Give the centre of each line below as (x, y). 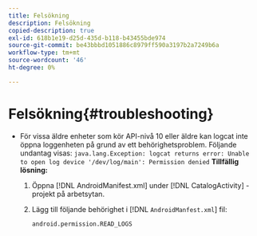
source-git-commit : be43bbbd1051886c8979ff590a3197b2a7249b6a (114, 45)
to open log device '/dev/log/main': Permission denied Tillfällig (129, 161)
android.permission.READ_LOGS (82, 224)
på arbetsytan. (81, 194)
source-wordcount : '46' (48, 61)
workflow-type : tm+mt (44, 53)
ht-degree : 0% (32, 68)
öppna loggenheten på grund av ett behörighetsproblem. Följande (128, 144)
